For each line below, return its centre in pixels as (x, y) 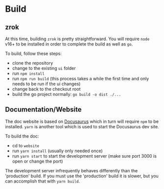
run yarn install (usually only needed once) (57, 151)
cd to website (26, 145)
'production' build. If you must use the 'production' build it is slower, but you (82, 176)
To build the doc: (22, 136)
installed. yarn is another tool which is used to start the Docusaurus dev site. (82, 126)
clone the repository (33, 63)
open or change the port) (37, 161)
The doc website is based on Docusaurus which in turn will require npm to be (82, 121)
